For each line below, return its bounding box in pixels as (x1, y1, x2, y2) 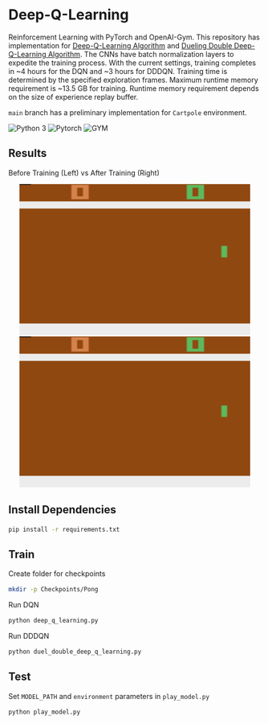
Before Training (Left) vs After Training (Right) (8, 167, 160, 178)
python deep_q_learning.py (8, 617, 99, 625)
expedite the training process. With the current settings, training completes (8, 58, 257, 68)
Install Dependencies (8, 503, 116, 516)
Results (8, 146, 47, 160)
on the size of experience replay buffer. (8, 92, 139, 101)
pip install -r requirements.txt (8, 525, 120, 533)
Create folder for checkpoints (8, 569, 106, 578)
